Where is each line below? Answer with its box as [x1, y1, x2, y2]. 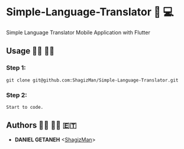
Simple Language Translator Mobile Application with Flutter [6, 28, 151, 36]
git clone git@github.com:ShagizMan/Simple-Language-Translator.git [6, 77, 179, 83]
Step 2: [6, 90, 28, 99]
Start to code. [6, 104, 44, 110]
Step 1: [6, 64, 26, 72]
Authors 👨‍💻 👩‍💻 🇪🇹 [6, 120, 77, 131]
